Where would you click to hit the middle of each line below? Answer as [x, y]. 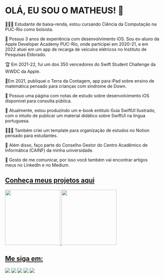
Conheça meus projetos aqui [50, 181]
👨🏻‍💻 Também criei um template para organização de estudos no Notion [77, 130]
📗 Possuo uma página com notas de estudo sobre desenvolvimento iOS [77, 95]
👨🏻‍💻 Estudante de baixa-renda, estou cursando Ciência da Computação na [81, 24]
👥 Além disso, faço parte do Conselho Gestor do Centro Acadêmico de [76, 145]
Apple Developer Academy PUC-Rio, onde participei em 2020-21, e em [77, 44]
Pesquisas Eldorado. [26, 55]
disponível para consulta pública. [38, 101]
